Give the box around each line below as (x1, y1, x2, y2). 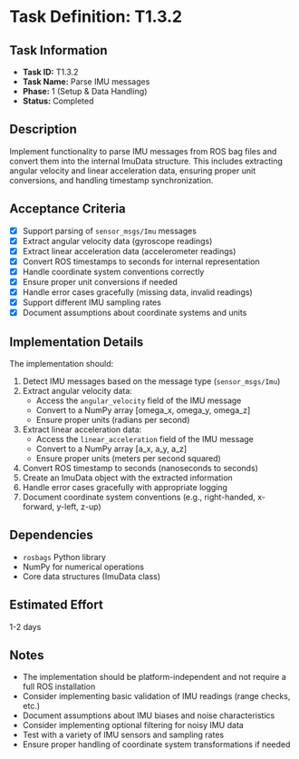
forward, (22, 501, 55, 512)
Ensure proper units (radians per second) (35, 415, 190, 425)
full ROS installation (22, 681, 96, 692)
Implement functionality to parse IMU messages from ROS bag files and (9, 145, 277, 156)
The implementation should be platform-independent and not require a (22, 672, 287, 683)
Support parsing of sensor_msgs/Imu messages (22, 225, 198, 236)
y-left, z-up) (56, 501, 101, 512)
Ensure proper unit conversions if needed (22, 276, 178, 287)
